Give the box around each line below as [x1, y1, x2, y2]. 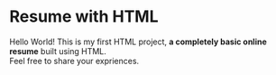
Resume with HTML [9, 6, 160, 27]
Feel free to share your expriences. [9, 55, 140, 66]
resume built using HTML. [9, 45, 106, 56]
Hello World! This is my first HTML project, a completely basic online [9, 36, 268, 47]
